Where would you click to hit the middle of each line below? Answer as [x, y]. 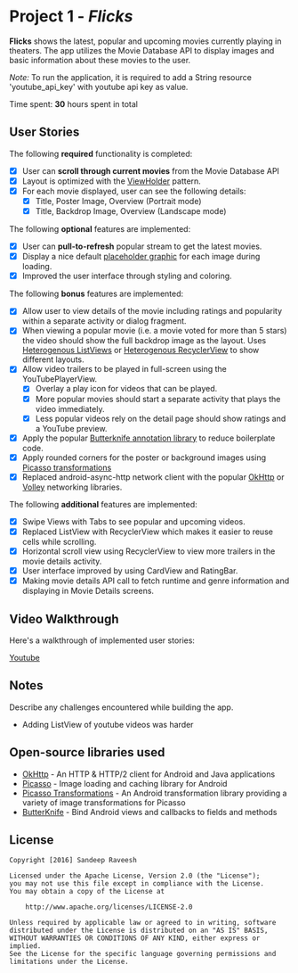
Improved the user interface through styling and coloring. [127, 276]
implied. [25, 946]
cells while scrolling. [59, 541]
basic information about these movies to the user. [100, 60]
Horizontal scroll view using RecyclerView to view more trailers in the [149, 551]
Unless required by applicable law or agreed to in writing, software [143, 923]
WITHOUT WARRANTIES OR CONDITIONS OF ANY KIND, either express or [135, 938]
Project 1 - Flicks [71, 16]
